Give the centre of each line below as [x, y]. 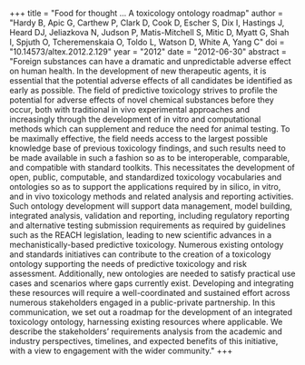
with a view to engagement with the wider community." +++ [121, 350]
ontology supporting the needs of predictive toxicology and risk [128, 264]
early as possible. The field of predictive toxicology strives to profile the [144, 90]
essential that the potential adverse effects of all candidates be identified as [151, 80]
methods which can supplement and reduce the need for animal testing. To [150, 129]
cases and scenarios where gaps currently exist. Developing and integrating [152, 283]
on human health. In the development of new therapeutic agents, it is [138, 71]
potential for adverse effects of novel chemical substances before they [142, 100]
